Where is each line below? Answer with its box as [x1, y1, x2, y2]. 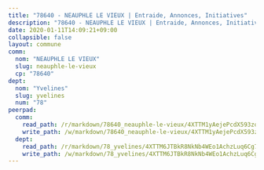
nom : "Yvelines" [15, 84, 68, 92]
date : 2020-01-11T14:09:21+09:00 [8, 26, 118, 34]
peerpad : [8, 107, 37, 114]
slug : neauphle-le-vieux [15, 63, 97, 71]
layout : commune [8, 41, 61, 49]
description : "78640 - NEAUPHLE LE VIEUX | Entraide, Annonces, [8, 19, 223, 27]
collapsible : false [8, 33, 72, 42]
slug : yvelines [15, 92, 65, 99]
